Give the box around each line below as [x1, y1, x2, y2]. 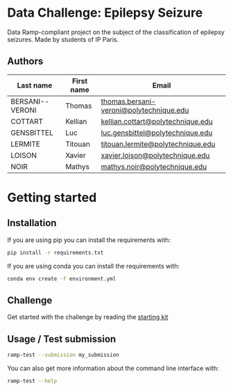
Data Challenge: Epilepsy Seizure [7, 5, 203, 21]
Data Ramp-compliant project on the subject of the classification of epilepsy [7, 28, 225, 36]
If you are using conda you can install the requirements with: [7, 262, 180, 270]
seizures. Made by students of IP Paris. [7, 35, 119, 43]
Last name [17, 80, 53, 90]
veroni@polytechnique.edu [101, 105, 189, 115]
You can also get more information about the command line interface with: [7, 364, 220, 372]
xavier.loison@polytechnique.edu [101, 150, 210, 160]
